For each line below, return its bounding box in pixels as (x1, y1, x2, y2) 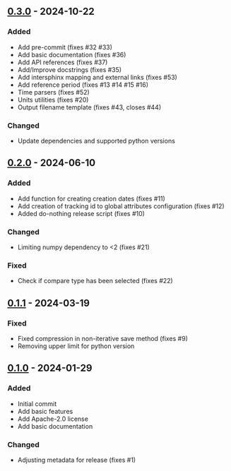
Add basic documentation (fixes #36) (17, 50, 126, 59)
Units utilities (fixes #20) (17, 95, 89, 104)
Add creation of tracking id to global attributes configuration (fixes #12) (17, 201, 225, 210)
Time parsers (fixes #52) (17, 88, 90, 96)
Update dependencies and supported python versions (17, 136, 175, 145)
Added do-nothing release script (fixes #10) (17, 209, 145, 217)
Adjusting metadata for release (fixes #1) (17, 455, 136, 464)
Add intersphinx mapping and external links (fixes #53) (17, 73, 178, 81)
